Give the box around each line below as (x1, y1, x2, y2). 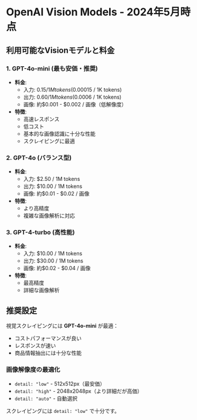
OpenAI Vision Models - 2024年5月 (6, 5, 181, 19)
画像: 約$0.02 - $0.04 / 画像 (23, 265, 91, 272)
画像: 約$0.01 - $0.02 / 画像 (23, 190, 90, 197)
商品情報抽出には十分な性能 (14, 350, 82, 357)
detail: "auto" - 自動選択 (14, 395, 78, 402)
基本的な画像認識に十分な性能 (23, 130, 96, 137)
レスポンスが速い (14, 342, 56, 350)
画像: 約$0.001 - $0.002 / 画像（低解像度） (23, 100, 127, 107)
